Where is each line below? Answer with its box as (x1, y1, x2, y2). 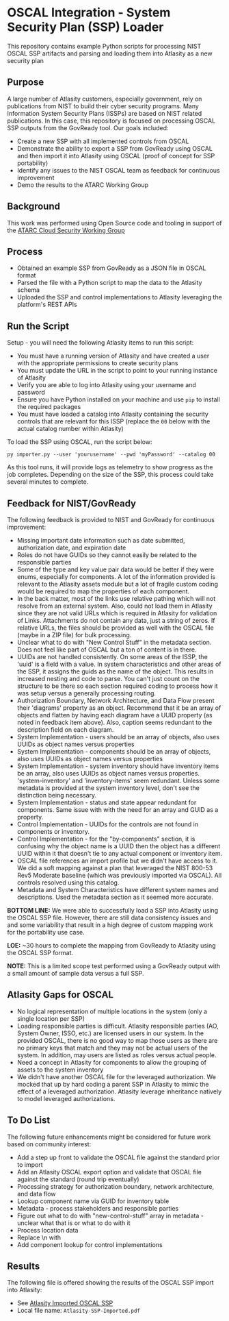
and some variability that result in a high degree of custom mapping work (7, 921, 213, 929)
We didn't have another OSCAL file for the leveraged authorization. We (16, 1072, 217, 1081)
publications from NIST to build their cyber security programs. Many (7, 101, 200, 110)
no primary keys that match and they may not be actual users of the (16, 1044, 208, 1052)
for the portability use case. (7, 928, 85, 936)
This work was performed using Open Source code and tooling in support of (7, 219, 222, 227)
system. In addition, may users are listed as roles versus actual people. (16, 1050, 217, 1059)
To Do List (7, 1115, 51, 1126)
